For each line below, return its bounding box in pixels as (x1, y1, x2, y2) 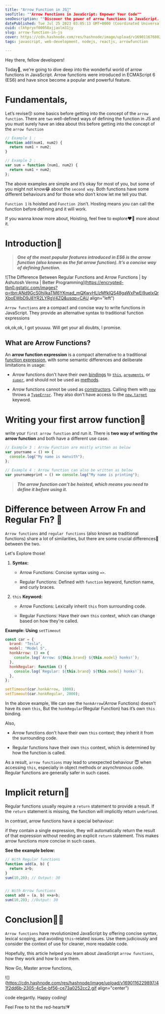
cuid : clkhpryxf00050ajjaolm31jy (5, 26, 74, 30)
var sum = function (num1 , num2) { (5, 163, 78, 168)
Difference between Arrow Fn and (5, 503, 146, 515)
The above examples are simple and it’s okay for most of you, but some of (5, 180, 155, 187)
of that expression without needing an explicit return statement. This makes (5, 833, 159, 839)
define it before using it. (17, 486, 67, 492)
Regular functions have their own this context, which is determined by (12, 745, 156, 751)
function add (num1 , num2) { (5, 140, 63, 145)
